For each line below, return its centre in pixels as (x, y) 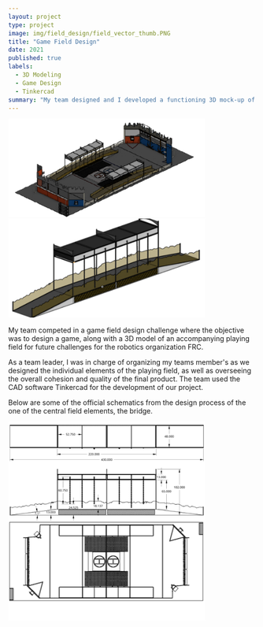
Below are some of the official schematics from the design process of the (127, 403)
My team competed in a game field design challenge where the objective (126, 330)
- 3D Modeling (38, 75)
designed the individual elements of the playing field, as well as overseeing (130, 370)
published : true (35, 58)
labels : (21, 67)
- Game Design (38, 83)
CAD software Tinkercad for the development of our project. (106, 387)
